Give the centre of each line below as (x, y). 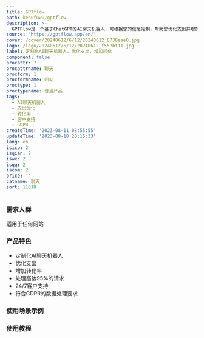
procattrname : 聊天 (30, 68)
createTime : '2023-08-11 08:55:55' (51, 131)
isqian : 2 (19, 153)
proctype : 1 (21, 86)
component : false (28, 57)
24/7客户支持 (32, 286)
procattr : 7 (21, 63)
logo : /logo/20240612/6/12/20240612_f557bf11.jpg (70, 46)
